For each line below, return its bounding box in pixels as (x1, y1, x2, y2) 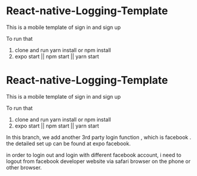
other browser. (6, 164, 42, 171)
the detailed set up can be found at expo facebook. (6, 140, 131, 147)
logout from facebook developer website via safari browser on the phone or (6, 158, 191, 165)
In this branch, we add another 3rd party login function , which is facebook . (6, 133, 191, 141)
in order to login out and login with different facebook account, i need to (6, 151, 182, 158)
